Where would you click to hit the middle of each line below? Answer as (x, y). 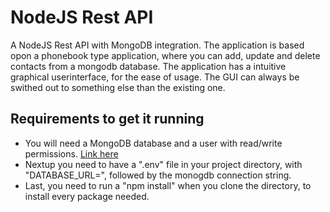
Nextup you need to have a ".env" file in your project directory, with (163, 164)
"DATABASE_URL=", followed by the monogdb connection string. (158, 175)
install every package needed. (87, 196)
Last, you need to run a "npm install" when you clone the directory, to (168, 185)
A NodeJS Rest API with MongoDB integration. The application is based (157, 45)
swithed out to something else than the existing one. (118, 87)
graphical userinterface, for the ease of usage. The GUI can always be (155, 77)
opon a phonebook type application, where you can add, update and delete (165, 55)
